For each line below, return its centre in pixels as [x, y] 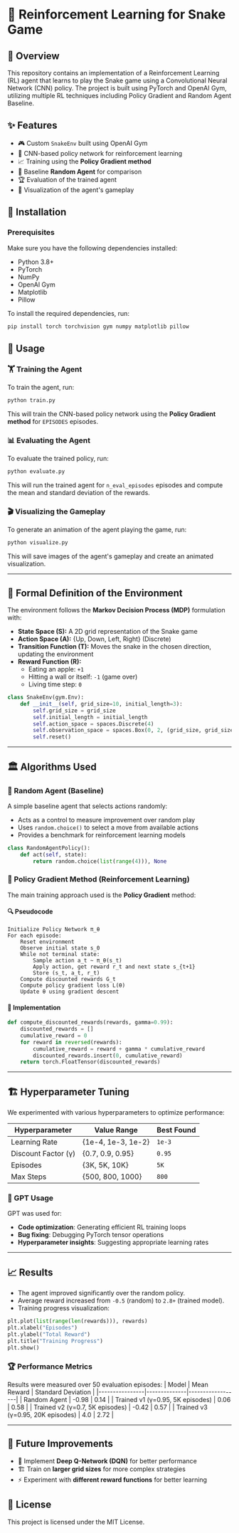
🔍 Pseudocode [30, 912]
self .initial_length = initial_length [90, 717]
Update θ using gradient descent [70, 992]
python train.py [31, 401]
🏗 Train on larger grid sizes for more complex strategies [102, 1469]
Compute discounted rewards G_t [68, 980]
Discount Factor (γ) [43, 1154]
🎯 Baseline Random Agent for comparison [80, 171]
